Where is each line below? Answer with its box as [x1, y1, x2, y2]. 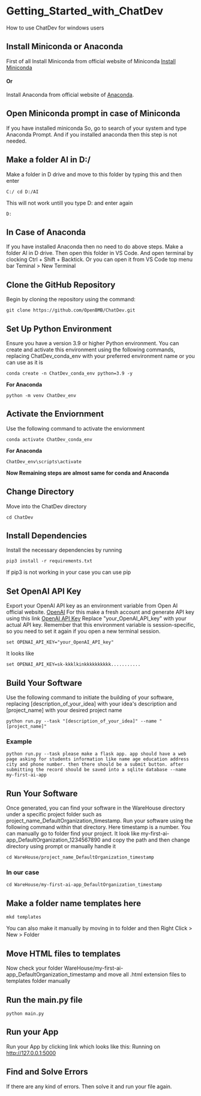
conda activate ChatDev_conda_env [6, 436, 93, 443]
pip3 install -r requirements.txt [6, 558, 93, 564]
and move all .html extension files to [97, 971, 187, 978]
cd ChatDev [6, 514, 34, 520]
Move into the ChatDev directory [6, 502, 87, 510]
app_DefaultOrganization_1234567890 [6, 836, 101, 843]
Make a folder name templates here [6, 898, 141, 908]
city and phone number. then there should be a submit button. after [6, 762, 184, 768]
